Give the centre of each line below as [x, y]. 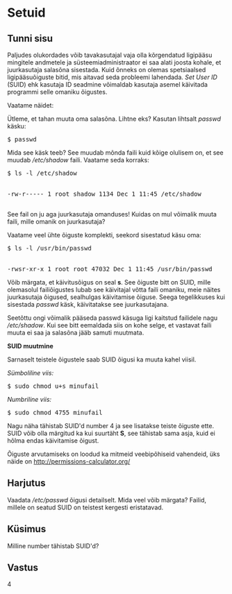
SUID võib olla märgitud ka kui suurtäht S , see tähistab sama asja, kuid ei [111, 433]
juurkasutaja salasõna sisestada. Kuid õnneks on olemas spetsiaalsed [107, 70]
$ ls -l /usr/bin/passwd [49, 248]
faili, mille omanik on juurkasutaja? [56, 221]
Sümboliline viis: [31, 373]
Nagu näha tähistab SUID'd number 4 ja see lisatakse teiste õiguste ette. [110, 426]
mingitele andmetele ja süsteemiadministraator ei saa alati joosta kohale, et [114, 62]
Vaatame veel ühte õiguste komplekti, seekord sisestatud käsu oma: [104, 235]
